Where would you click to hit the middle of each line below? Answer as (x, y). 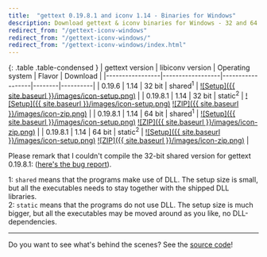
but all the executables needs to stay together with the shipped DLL (119, 188)
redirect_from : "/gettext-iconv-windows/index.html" (97, 45)
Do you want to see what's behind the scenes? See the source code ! (121, 244)
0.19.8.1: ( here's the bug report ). (60, 164)
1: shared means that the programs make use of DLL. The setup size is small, (133, 179)
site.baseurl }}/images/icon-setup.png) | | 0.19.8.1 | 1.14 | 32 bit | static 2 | (126, 94)
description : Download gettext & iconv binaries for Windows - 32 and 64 (133, 23)
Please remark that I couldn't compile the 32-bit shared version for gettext (130, 155)
